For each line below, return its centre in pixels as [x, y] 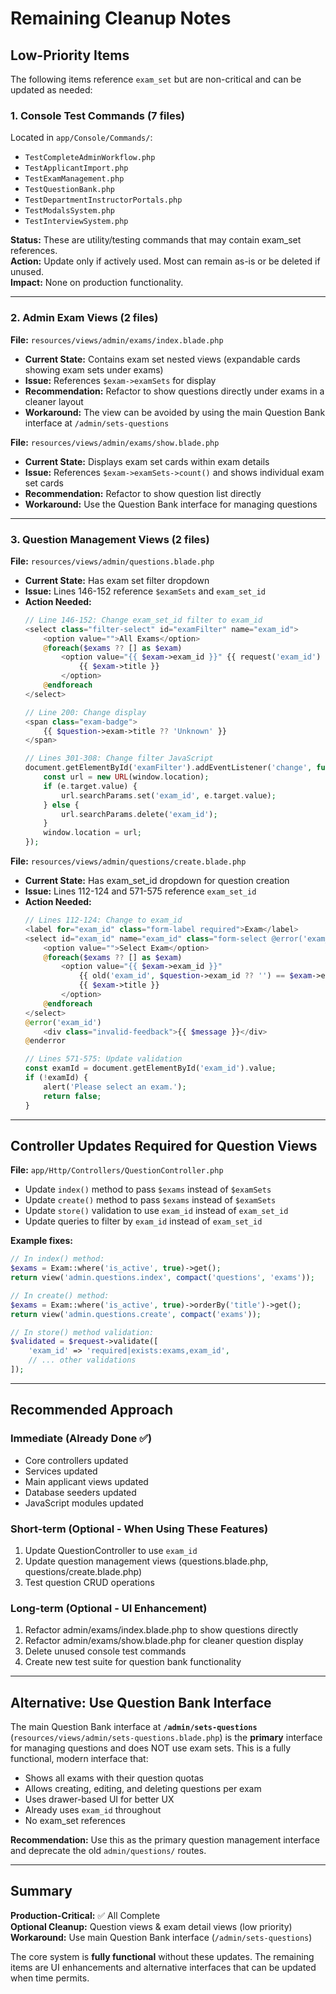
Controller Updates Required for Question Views [164, 1145]
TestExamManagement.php [74, 179]
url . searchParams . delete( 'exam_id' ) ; [139, 814]
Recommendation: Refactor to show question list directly [143, 493]
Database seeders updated [80, 1492]
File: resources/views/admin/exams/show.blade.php [115, 442]
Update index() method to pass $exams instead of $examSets [148, 1189]
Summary [41, 1891]
